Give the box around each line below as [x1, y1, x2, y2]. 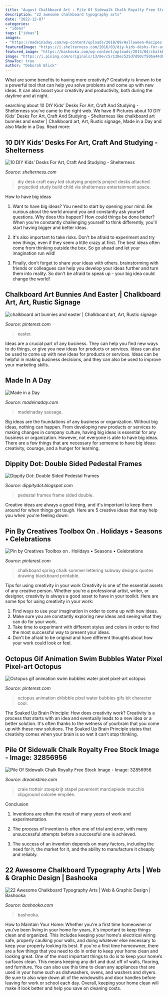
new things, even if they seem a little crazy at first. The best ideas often [12, 239, 160, 245]
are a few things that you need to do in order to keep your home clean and [5, 948, 158, 954]
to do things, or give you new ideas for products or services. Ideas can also [5, 345, 161, 351]
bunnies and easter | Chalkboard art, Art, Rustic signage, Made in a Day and [5, 118, 162, 124]
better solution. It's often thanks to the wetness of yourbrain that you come [5, 720, 159, 726]
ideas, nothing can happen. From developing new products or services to [5, 423, 156, 430]
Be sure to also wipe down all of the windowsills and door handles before [5, 974, 156, 980]
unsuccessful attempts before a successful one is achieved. [12, 831, 136, 837]
